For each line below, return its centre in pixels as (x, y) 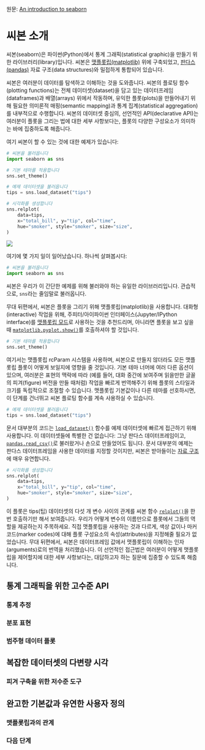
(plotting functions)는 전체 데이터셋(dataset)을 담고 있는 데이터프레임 (90, 90)
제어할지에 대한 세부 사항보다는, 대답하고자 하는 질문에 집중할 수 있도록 (102, 557)
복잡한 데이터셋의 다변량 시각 (58, 663)
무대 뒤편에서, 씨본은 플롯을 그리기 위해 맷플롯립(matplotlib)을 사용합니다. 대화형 (102, 307)
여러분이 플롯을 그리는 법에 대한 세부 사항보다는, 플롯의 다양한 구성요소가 (93, 121)
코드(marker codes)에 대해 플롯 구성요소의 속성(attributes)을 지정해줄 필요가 (99, 534)
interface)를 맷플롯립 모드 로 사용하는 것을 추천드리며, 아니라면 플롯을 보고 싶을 (100, 322)
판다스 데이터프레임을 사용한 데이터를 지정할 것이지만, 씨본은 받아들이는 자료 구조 (103, 450)
